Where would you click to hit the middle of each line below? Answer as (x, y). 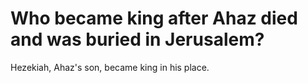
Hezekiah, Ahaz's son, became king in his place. (110, 67)
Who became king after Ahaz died (154, 18)
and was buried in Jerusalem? (137, 39)
